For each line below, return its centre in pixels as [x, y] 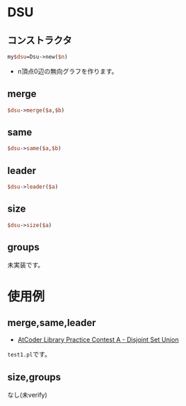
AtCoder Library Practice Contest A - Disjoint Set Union [98, 340]
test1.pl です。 [29, 354]
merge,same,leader [52, 323]
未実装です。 [26, 265]
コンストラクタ [40, 40]
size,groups [34, 377]
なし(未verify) [27, 395]
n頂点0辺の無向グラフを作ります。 [68, 71]
